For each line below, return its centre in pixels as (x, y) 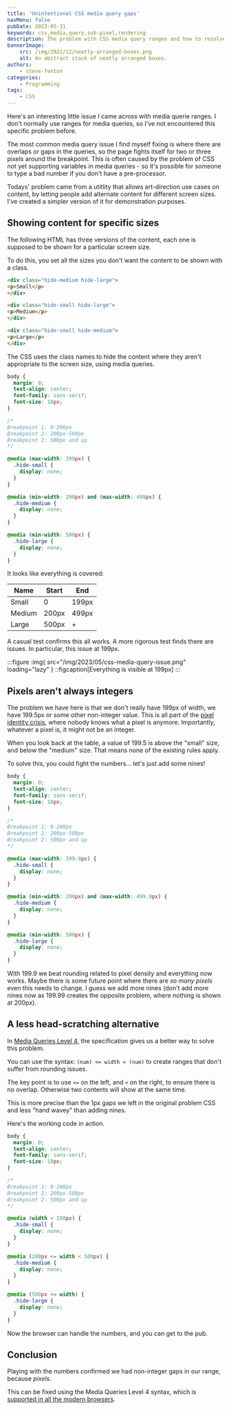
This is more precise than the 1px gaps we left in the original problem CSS (111, 1102)
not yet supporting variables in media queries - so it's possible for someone (114, 166)
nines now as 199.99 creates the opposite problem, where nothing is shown (114, 995)
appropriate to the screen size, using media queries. (81, 364)
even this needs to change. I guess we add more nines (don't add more (108, 988)
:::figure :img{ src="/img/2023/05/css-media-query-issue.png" (97, 662)
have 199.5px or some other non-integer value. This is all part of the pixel (111, 715)
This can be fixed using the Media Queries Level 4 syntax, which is (102, 1392)
